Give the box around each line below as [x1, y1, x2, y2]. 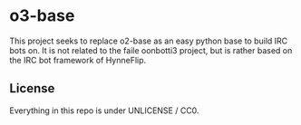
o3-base [9, 5, 75, 26]
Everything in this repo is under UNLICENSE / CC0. [9, 105, 199, 116]
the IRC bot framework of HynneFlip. [9, 54, 147, 65]
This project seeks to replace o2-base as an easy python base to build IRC [9, 35, 288, 46]
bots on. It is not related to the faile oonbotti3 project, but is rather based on [9, 44, 293, 55]
